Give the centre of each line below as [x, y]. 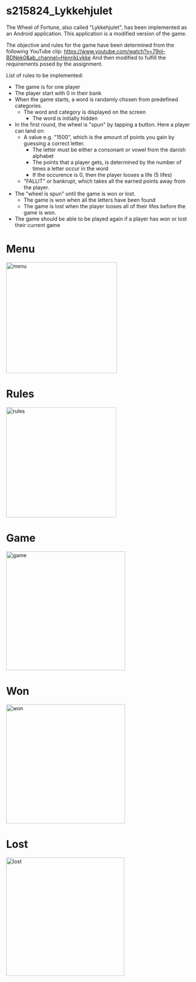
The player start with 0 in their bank [58, 93]
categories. [28, 105]
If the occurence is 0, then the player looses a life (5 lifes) [102, 175]
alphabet [43, 156]
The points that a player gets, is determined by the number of [107, 162]
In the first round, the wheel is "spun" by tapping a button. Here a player [102, 124]
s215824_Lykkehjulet [59, 11]
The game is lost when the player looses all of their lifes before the [104, 206]
